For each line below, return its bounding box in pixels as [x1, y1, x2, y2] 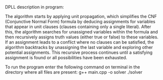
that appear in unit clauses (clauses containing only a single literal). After [5, 24, 151, 30]
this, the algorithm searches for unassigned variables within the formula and [5, 29, 158, 34]
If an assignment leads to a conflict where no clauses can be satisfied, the [5, 39, 155, 45]
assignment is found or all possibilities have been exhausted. [5, 55, 127, 60]
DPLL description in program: [5, 4, 64, 10]
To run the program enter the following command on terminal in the [5, 64, 140, 70]
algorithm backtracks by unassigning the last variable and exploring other [5, 45, 153, 50]
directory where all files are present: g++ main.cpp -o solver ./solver [5, 69, 143, 75]
